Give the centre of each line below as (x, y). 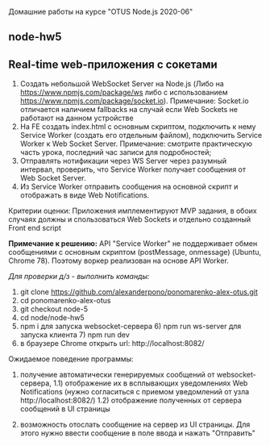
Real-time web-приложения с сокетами (113, 64)
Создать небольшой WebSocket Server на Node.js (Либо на (122, 84)
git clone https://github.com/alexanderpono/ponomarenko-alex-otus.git (139, 292)
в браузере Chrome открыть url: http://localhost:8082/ (112, 344)
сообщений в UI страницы (65, 409)
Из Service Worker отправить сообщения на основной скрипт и (129, 187)
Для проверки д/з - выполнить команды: (79, 277)
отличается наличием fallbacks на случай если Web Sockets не (129, 110)
